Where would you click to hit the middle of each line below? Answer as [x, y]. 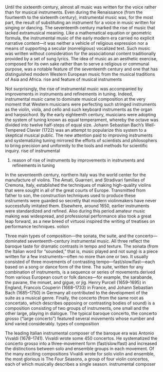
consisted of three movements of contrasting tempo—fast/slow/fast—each [80, 262]
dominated [16, 241]
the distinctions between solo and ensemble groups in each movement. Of [80, 349]
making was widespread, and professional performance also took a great [78, 216]
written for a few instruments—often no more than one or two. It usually [77, 257]
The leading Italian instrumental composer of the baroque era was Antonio [80, 333]
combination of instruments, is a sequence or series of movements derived [80, 272]
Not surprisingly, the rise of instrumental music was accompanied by [74, 89]
